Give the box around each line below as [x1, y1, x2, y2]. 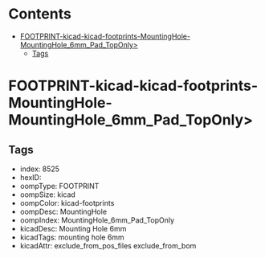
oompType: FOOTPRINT [19, 181, 100, 190]
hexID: [19, 172, 42, 182]
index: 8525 [19, 164, 60, 174]
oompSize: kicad [19, 190, 76, 199]
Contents [8, 5, 72, 23]
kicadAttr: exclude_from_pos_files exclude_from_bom [19, 240, 197, 250]
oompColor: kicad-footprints [19, 198, 115, 207]
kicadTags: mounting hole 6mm [19, 232, 124, 242]
